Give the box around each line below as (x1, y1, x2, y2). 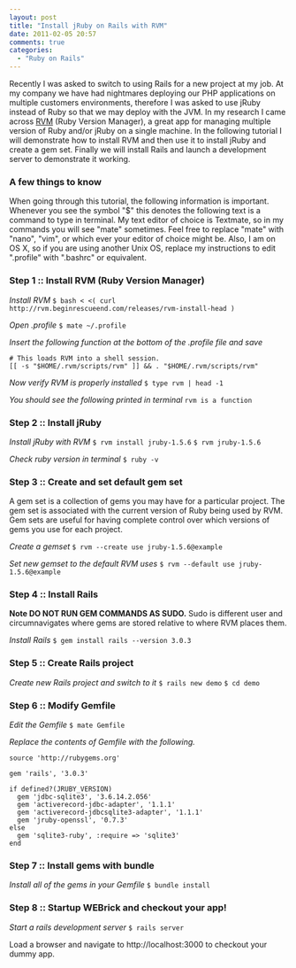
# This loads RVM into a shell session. (9, 353, 161, 363)
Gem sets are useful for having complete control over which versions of (9, 515, 270, 525)
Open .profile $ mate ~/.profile (9, 320, 126, 330)
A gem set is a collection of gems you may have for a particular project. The (9, 496, 285, 507)
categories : (9, 46, 53, 55)
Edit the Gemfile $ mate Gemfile (9, 719, 125, 731)
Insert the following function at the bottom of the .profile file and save (9, 337, 263, 347)
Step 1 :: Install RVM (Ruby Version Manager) (9, 275, 205, 287)
